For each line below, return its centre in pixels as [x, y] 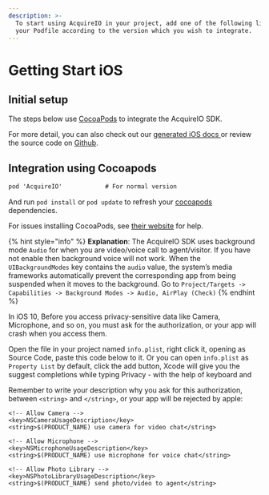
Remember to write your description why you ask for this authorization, [125, 390]
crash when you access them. [58, 334]
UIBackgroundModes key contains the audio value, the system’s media [120, 267]
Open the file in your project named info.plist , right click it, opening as [127, 349]
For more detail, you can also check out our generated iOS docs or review [130, 135]
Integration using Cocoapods [82, 168]
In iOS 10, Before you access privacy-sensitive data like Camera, [114, 316]
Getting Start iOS [66, 70]
